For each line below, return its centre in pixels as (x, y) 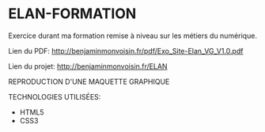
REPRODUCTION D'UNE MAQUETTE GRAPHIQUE (89, 81)
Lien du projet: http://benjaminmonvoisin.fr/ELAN (88, 66)
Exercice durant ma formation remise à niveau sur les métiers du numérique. (132, 36)
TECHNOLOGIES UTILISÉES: (55, 96)
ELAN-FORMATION (72, 14)
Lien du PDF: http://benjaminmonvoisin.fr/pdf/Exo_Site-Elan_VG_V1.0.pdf (126, 51)
